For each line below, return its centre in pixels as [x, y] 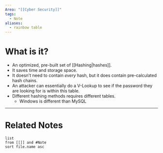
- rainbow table [26, 28]
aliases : [14, 23]
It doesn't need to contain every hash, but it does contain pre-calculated [84, 75]
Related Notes [34, 126]
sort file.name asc [25, 147]
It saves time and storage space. [45, 70]
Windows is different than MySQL [53, 101]
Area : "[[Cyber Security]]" [33, 9]
